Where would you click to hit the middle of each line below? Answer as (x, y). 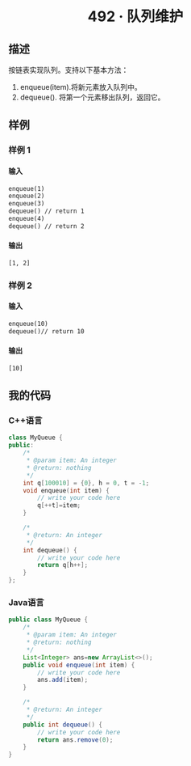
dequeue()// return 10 (46, 331)
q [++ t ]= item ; (59, 506)
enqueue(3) (27, 204)
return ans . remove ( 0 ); (75, 740)
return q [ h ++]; (63, 565)
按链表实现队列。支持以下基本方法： (69, 70)
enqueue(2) (27, 196)
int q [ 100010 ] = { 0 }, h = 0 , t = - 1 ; (86, 483)
